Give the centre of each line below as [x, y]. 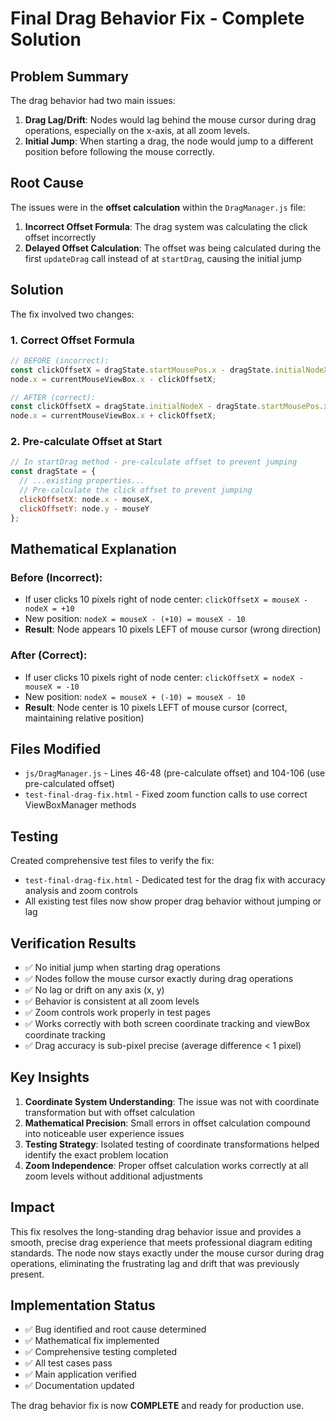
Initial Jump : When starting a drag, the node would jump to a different [169, 141]
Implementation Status [83, 1305]
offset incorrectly [60, 237]
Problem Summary [69, 76]
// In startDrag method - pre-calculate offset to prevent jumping [154, 462]
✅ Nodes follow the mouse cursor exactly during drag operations [159, 979]
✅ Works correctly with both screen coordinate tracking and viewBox [167, 1024]
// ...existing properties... [82, 481]
